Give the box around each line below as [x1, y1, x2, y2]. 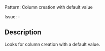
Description [4, 28, 41, 37]
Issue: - [4, 14, 20, 19]
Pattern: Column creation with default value [4, 4, 93, 10]
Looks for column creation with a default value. [4, 41, 101, 47]
